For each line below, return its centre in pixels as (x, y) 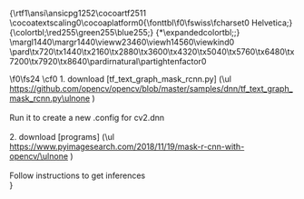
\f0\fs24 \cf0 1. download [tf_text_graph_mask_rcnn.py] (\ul (120, 79)
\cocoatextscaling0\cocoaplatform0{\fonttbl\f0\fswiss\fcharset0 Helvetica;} (151, 23)
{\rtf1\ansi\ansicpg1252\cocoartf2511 (78, 13)
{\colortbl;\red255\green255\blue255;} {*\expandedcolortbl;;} (125, 32)
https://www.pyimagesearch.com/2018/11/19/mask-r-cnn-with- (127, 146)
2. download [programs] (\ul (62, 137)
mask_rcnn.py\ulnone (50, 98)
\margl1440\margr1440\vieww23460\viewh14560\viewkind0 (122, 42)
